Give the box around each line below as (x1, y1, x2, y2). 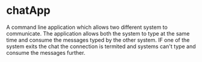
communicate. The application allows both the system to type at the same (6, 29, 190, 37)
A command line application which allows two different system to (6, 23, 168, 31)
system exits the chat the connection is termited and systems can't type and (6, 43, 196, 50)
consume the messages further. (6, 49, 86, 56)
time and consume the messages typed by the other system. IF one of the (6, 36, 190, 43)
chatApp (6, 4, 51, 17)
